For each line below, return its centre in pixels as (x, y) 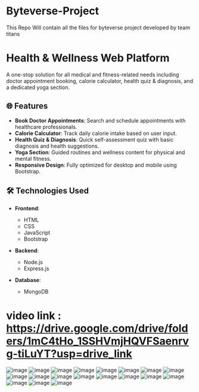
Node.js (33, 262)
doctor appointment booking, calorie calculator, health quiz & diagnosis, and (100, 81)
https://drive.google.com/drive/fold (97, 328)
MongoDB (36, 292)
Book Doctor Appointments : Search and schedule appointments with (100, 120)
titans (13, 33)
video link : (34, 316)
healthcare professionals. (46, 127)
